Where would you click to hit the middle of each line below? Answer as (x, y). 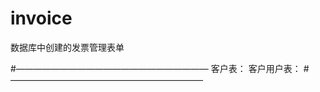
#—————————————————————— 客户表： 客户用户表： (156, 68)
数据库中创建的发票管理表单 (67, 47)
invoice (41, 18)
